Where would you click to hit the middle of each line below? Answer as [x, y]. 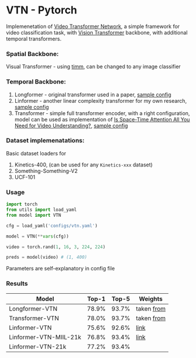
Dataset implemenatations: [45, 141]
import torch [22, 204]
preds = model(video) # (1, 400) [47, 258]
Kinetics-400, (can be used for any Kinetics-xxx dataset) [83, 165]
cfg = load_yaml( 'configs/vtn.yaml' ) [52, 225]
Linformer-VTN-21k [38, 346]
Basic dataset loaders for [36, 153]
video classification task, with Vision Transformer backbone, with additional [97, 32]
